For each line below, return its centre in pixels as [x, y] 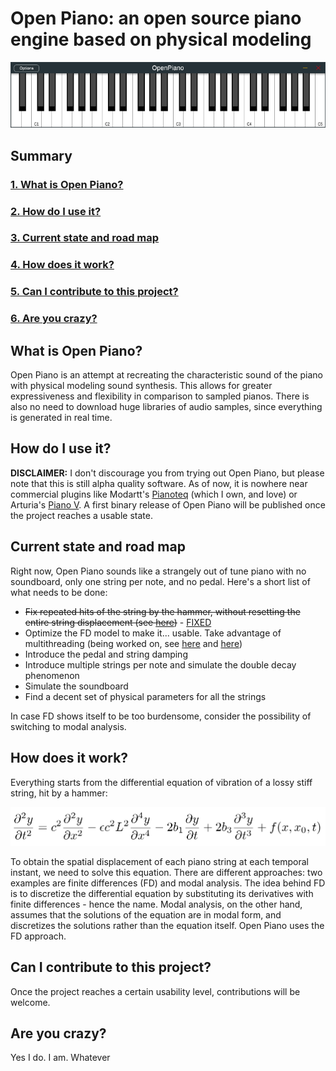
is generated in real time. [61, 418]
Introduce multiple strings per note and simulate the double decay [160, 664]
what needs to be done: [59, 592]
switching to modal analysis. [68, 726]
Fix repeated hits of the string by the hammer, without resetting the [162, 611]
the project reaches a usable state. [81, 515]
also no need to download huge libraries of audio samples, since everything [166, 407]
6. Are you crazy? [54, 319]
